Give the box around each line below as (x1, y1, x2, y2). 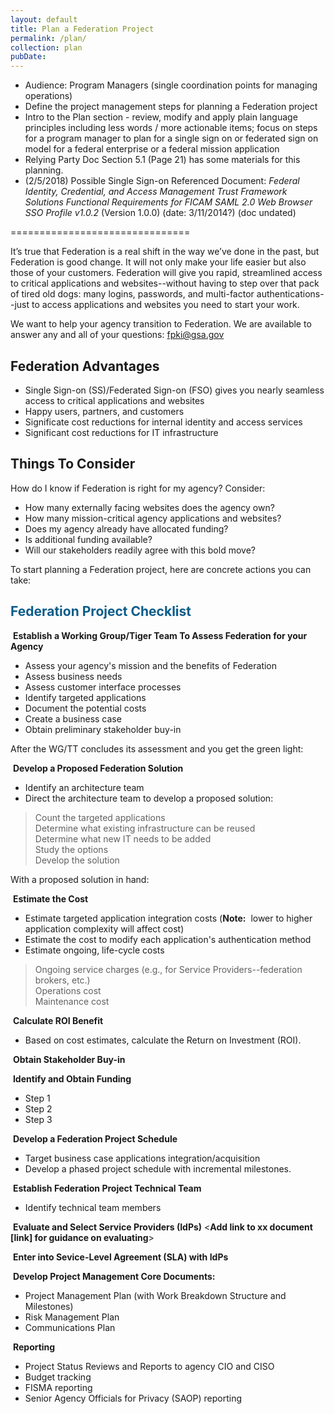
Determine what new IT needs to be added (34, 832, 212, 845)
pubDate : (10, 52, 47, 62)
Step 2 (24, 1102, 53, 1115)
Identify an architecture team (24, 781, 145, 793)
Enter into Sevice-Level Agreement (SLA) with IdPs (12, 1251, 229, 1263)
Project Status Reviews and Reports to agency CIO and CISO (24, 1360, 275, 1372)
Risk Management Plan (24, 1311, 120, 1323)
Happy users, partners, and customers (24, 405, 185, 417)
